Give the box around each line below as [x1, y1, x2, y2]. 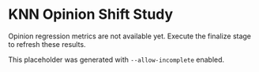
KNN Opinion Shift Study [8, 5, 174, 23]
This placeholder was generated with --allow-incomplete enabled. [8, 55, 225, 64]
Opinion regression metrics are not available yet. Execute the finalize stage [8, 31, 251, 41]
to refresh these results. [8, 39, 86, 49]
